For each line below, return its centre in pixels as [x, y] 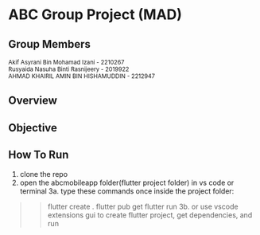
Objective [33, 128]
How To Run [39, 155]
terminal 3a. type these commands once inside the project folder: [127, 191]
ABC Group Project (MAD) [95, 15]
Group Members [50, 44]
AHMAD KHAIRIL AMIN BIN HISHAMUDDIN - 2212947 [81, 76]
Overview [33, 101]
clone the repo [44, 174]
